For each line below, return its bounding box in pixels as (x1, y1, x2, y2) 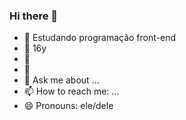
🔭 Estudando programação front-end (23, 32, 177, 44)
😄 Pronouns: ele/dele (23, 100, 114, 112)
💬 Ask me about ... (23, 74, 100, 86)
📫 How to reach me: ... (23, 85, 120, 98)
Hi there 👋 (9, 9, 59, 23)
